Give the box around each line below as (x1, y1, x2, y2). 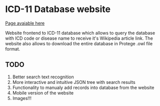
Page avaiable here (5, 20, 45, 26)
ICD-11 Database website (5, 4, 111, 15)
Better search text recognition (12, 74, 74, 80)
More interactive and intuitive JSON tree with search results (12, 79, 136, 85)
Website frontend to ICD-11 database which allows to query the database (5, 30, 155, 36)
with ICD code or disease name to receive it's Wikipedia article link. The (5, 35, 153, 41)
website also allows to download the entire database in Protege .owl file (5, 40, 153, 46)
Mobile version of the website (12, 89, 74, 96)
